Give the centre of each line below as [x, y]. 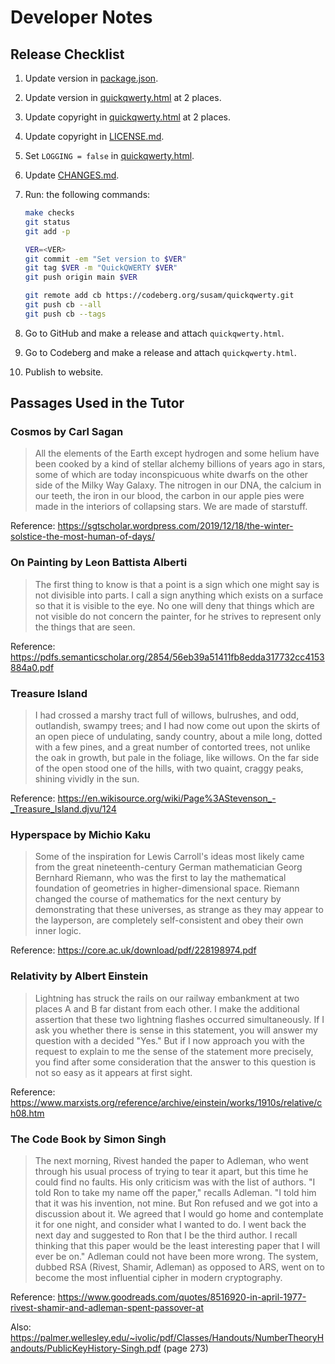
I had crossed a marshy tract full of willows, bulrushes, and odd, [167, 715]
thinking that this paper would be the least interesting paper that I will [177, 1245]
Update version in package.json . [91, 78]
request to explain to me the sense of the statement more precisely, [174, 1051]
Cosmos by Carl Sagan [67, 432]
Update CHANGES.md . [72, 175]
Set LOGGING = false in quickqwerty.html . [109, 155]
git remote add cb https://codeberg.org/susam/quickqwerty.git [159, 296]
